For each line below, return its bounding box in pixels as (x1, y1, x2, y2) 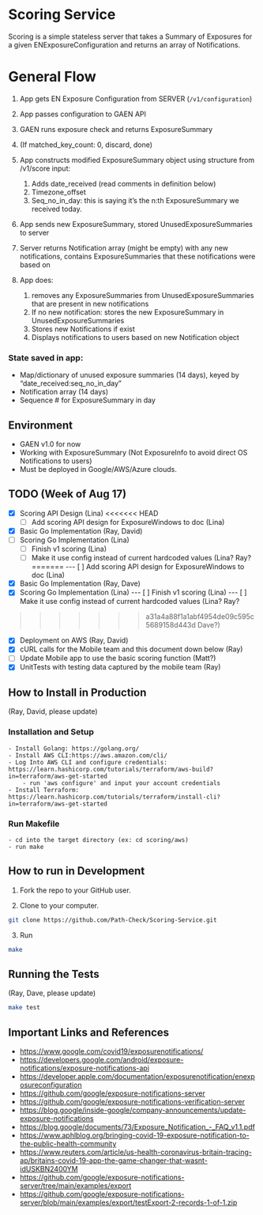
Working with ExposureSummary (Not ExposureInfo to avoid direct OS (19, 447, 248, 457)
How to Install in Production (8, 685, 147, 699)
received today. (31, 204, 82, 213)
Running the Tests (8, 967, 100, 981)
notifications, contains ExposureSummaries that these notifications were (19, 251, 256, 261)
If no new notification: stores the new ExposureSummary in (31, 307, 224, 317)
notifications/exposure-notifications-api (19, 1063, 150, 1073)
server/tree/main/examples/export (19, 1181, 132, 1190)
